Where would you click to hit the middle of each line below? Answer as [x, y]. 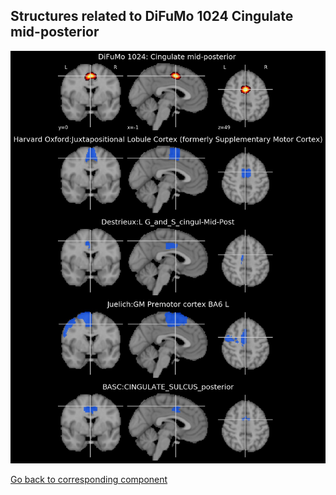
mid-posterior [55, 32]
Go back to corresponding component [89, 479]
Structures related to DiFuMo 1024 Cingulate [152, 16]
